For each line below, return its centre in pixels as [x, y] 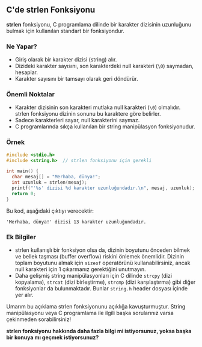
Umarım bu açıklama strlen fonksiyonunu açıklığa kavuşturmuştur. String [96, 306]
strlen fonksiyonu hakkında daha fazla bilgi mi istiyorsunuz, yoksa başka [99, 331]
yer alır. [24, 295]
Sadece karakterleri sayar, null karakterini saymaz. [77, 120]
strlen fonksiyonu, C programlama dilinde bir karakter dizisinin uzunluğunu [99, 24]
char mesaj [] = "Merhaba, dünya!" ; [56, 177]
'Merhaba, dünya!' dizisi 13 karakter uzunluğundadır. [76, 222]
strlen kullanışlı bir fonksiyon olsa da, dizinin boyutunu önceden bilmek [103, 250]
